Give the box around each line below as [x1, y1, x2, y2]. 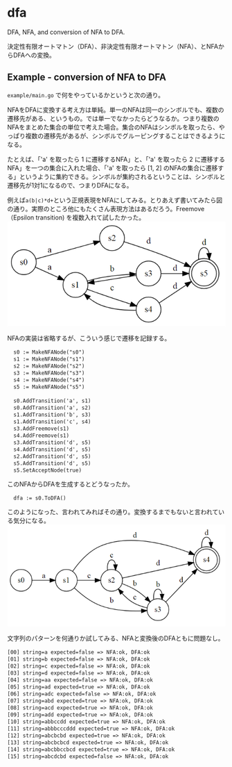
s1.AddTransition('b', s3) [13, 411, 91, 418]
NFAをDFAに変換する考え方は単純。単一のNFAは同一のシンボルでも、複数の [7, 106, 224, 114]
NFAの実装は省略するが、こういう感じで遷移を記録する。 [7, 334, 171, 343]
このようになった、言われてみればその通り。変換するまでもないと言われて [7, 508, 219, 516]
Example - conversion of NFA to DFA [7, 72, 166, 83]
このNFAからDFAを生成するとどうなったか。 [7, 480, 134, 488]
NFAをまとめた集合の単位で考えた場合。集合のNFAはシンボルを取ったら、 [7, 123, 220, 131]
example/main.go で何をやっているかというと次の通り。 [7, 90, 165, 99]
